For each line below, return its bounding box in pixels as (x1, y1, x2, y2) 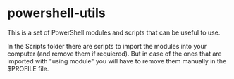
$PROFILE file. (7, 64, 49, 73)
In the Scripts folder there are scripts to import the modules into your (7, 42, 207, 50)
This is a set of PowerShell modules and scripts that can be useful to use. (7, 28, 221, 37)
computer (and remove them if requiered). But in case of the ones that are (7, 49, 222, 58)
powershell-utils (7, 5, 106, 21)
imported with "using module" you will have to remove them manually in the (7, 56, 227, 65)
